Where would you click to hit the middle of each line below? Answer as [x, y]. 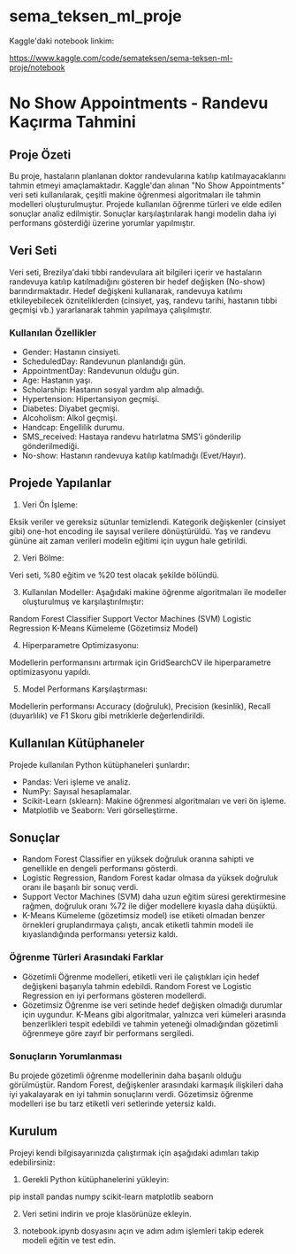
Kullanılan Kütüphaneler [77, 743]
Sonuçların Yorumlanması [66, 1056]
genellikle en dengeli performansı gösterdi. [100, 869]
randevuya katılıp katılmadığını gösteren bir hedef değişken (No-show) [137, 282]
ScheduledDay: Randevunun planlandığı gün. [103, 361]
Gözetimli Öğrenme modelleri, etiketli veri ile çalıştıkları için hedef [140, 977]
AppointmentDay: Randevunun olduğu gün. [100, 371]
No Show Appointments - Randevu [139, 103]
